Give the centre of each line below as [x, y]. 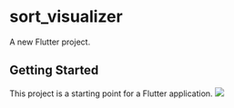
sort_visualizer [66, 17]
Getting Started [54, 70]
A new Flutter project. [50, 42]
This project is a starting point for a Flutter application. [111, 93]
